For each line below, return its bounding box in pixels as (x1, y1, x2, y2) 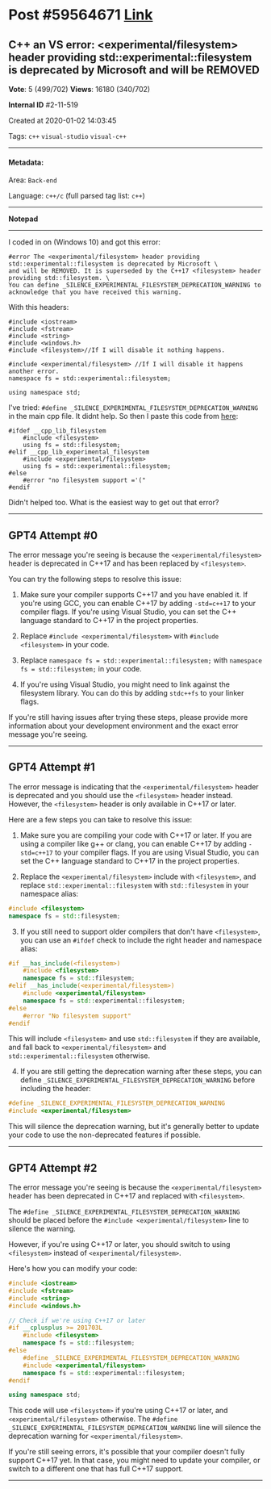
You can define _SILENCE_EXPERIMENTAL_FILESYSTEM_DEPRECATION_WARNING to (8, 281, 262, 290)
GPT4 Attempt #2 (8, 1161, 98, 1175)
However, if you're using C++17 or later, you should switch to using (8, 1240, 231, 1249)
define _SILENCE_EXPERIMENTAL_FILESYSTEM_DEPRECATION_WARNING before (19, 1075, 256, 1085)
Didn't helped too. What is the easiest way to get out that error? (8, 498, 219, 508)
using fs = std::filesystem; (23, 441, 121, 450)
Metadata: (8, 157, 44, 167)
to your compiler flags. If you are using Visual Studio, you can (55, 847, 260, 857)
